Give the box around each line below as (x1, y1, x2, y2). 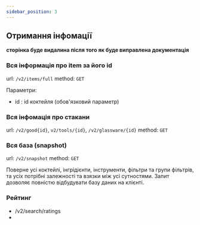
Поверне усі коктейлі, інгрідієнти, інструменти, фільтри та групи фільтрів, (6, 166, 194, 173)
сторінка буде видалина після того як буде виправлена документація (6, 46, 189, 54)
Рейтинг (6, 194, 32, 202)
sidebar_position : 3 (6, 8, 58, 15)
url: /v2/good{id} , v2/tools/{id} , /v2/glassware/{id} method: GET (6, 126, 168, 134)
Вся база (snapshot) (6, 141, 67, 149)
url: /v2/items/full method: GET (6, 75, 85, 82)
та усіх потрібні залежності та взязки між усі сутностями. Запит (6, 173, 170, 180)
